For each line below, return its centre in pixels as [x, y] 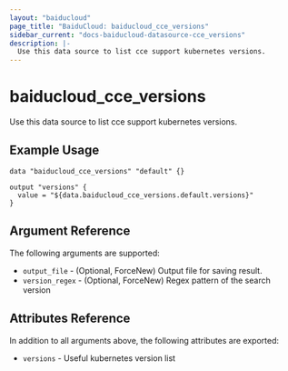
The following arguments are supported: [85, 253]
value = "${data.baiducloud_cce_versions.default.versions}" [136, 195]
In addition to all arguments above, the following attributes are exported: [144, 340]
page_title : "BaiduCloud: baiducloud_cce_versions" [109, 26]
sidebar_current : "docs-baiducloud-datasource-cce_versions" [128, 35]
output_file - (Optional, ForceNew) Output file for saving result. [142, 270]
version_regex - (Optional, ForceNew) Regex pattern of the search [146, 280]
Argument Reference [70, 231]
